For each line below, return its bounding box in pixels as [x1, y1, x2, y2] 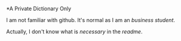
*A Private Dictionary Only [6, 5, 72, 12]
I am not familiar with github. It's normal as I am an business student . [6, 17, 175, 23]
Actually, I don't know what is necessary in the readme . [6, 28, 143, 35]
